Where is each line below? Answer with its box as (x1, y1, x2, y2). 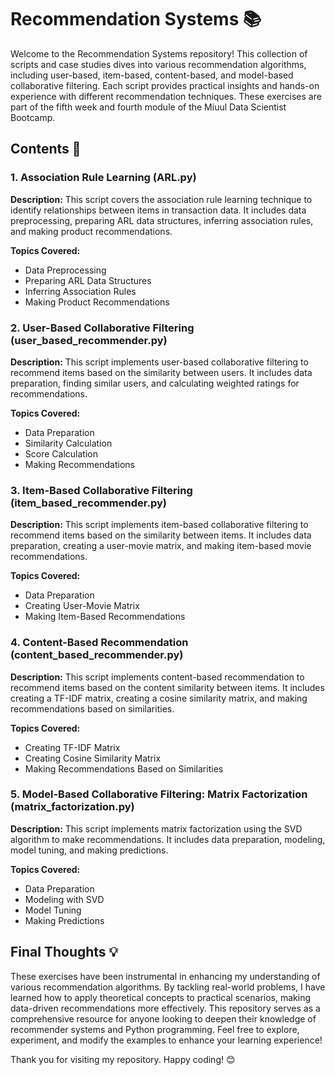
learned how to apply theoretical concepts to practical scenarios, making (10, 991, 311, 1003)
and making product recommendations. (10, 225, 173, 237)
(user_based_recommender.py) (10, 333, 168, 347)
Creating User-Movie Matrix (24, 600, 140, 612)
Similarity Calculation (24, 437, 113, 449)
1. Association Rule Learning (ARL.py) (10, 171, 197, 185)
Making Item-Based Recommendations (24, 611, 186, 623)
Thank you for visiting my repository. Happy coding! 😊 (10, 1053, 236, 1065)
